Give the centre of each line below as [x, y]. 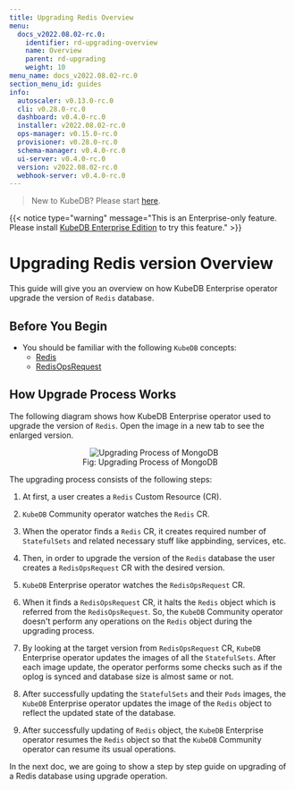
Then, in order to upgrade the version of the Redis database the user [148, 558]
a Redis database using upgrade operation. [88, 776]
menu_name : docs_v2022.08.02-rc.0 [74, 76]
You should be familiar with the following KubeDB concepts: [129, 348]
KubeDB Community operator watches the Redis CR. [116, 514]
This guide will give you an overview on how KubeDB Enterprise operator [143, 289]
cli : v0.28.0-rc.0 [52, 109]
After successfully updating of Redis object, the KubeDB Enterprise [143, 730]
